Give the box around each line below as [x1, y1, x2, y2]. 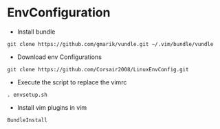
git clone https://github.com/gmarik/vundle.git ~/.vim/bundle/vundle [7, 40, 214, 47]
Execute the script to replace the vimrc [16, 78, 127, 86]
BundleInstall [7, 117, 48, 124]
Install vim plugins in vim [16, 103, 87, 111]
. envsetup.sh [7, 91, 48, 98]
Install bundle [16, 27, 56, 36]
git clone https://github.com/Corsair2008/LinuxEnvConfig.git [7, 66, 189, 73]
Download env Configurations [16, 53, 102, 61]
